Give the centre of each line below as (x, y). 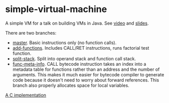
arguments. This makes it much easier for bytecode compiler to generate (88, 74)
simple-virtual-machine (56, 9)
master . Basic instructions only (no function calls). (65, 42)
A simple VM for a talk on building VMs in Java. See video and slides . (77, 23)
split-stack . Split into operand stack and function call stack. (74, 58)
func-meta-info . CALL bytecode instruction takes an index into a (79, 64)
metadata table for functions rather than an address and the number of (86, 69)
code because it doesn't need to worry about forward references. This (86, 80)
